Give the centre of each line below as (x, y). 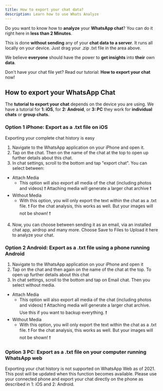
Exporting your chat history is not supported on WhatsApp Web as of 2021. (80, 369)
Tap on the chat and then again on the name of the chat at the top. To (82, 269)
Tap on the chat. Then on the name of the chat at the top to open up (80, 152)
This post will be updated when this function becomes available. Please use (81, 374)
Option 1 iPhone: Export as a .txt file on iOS (56, 127)
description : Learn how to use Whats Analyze (52, 14)
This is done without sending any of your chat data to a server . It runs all (79, 42)
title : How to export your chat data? (44, 10)
